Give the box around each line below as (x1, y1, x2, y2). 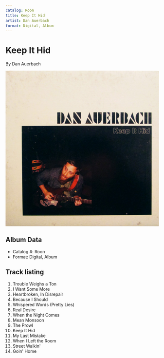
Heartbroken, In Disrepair (12, 291, 64, 297)
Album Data (5, 236, 42, 244)
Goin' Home (12, 348, 37, 354)
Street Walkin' (12, 343, 41, 349)
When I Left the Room (12, 338, 56, 343)
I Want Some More (12, 286, 50, 292)
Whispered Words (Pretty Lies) (12, 301, 74, 307)
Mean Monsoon (12, 317, 44, 323)
